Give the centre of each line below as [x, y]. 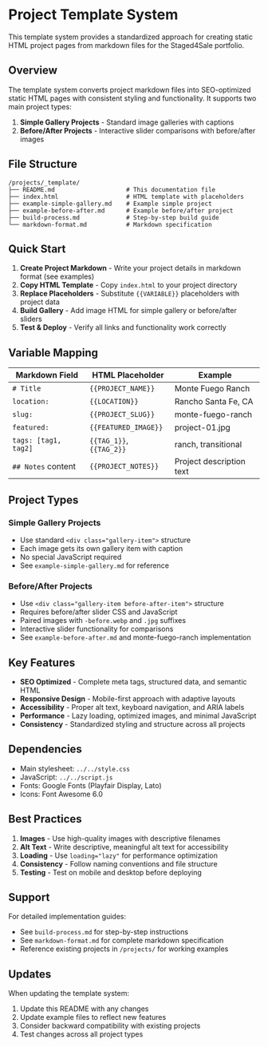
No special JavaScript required [71, 557]
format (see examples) [57, 276]
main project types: [40, 106]
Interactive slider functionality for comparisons [97, 629]
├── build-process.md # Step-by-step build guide [114, 217]
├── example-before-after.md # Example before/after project [121, 210]
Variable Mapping [53, 353]
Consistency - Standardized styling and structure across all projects [132, 724]
